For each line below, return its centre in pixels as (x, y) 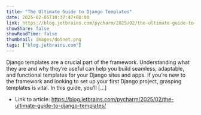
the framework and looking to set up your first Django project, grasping (94, 81)
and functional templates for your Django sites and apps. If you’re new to (96, 75)
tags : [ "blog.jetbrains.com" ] (44, 46)
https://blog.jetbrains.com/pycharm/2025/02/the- (112, 99)
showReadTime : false (32, 34)
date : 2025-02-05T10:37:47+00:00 (48, 17)
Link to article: (32, 99)
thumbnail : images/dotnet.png (44, 40)
